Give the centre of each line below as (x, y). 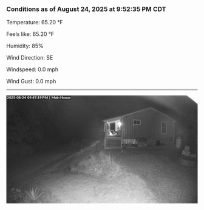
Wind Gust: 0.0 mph (31, 82)
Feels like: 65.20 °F (30, 34)
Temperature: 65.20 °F (35, 23)
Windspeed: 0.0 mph (32, 69)
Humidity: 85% (25, 46)
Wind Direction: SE (30, 58)
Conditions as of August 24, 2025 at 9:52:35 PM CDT (86, 9)
